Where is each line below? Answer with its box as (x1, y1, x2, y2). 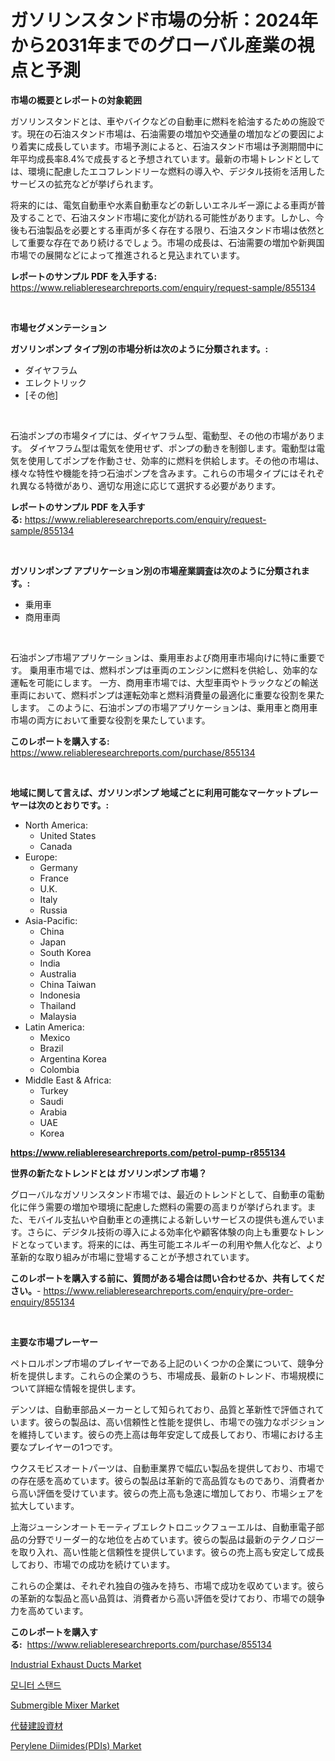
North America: (24, 819, 88, 831)
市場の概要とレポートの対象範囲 (10, 94, 142, 106)
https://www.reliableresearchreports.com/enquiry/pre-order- (43, 1284, 294, 1296)
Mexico (39, 1031, 71, 1043)
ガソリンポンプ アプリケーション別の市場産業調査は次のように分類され (10, 564, 302, 576)
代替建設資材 (10, 1719, 63, 1731)
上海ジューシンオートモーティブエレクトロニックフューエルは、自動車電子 (10, 1521, 316, 1533)
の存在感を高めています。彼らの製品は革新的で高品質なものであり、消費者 (10, 1474, 316, 1486)
